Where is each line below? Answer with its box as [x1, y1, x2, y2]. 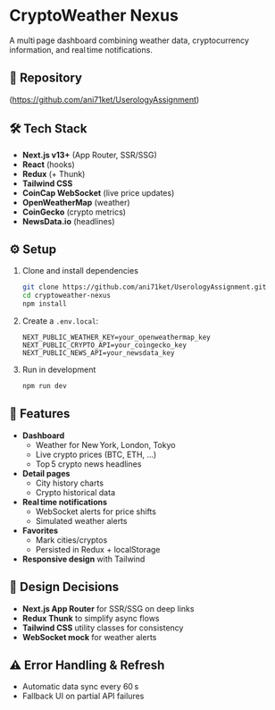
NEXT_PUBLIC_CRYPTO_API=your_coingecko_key [21, 341, 187, 350]
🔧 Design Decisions [9, 579, 120, 595]
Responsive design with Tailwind [21, 554, 146, 564]
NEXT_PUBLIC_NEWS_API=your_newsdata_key [21, 349, 175, 358]
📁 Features [9, 406, 71, 421]
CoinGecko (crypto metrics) [21, 207, 127, 217]
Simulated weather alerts [35, 515, 128, 526]
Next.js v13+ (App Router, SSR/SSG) [21, 149, 158, 160]
